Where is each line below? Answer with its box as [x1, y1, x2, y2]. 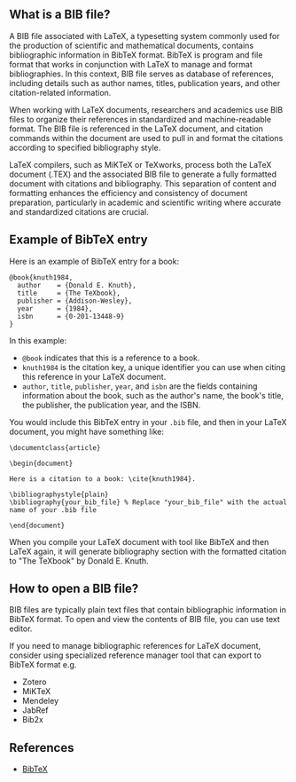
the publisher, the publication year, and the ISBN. [21, 399, 201, 410]
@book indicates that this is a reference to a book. [21, 352, 200, 363]
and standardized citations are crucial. [9, 206, 149, 217]
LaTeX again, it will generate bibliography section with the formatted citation [9, 546, 286, 557]
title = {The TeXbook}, [17, 288, 121, 297]
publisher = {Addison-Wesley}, [17, 296, 133, 305]
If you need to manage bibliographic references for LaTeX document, [9, 641, 261, 652]
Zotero [21, 676, 47, 687]
